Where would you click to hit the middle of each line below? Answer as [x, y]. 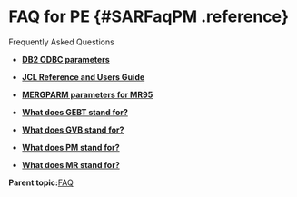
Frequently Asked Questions [61, 42]
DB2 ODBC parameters [65, 59]
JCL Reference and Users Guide [83, 77]
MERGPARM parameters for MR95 [87, 94]
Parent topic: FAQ [41, 182]
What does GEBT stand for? [75, 112]
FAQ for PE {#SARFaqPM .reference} [149, 17]
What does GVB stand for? [73, 130]
